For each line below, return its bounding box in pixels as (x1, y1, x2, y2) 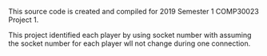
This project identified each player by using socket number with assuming (8, 31, 252, 39)
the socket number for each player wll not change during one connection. (8, 39, 251, 48)
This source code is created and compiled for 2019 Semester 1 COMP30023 (8, 7, 260, 16)
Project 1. (8, 15, 39, 24)
